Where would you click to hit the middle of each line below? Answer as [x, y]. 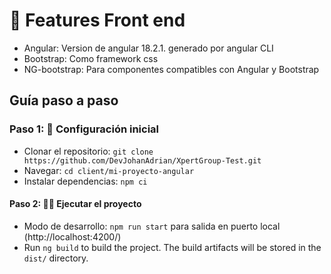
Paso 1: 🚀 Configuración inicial [84, 129]
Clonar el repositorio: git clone [88, 151]
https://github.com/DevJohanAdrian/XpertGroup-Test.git [142, 160]
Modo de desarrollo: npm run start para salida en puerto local [152, 226]
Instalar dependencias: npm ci [85, 181]
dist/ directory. [56, 258]
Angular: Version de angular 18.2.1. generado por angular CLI [148, 48]
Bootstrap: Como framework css [91, 58]
